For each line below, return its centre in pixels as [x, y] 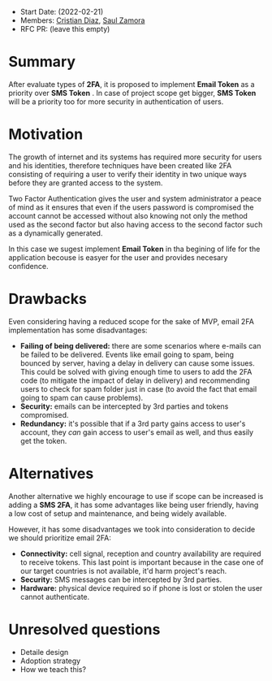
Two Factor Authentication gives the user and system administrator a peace [135, 198]
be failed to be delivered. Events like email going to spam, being [127, 354]
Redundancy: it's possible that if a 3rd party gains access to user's [133, 423]
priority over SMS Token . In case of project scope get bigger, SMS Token [132, 93]
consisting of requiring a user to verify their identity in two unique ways [128, 174]
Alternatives [51, 474]
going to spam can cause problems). [82, 397]
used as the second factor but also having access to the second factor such [136, 224]
